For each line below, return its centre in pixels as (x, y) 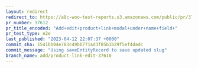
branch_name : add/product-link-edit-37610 (59, 56)
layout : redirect (27, 12)
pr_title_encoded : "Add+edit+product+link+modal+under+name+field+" (92, 28)
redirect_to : (22, 17)
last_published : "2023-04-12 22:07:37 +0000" (62, 39)
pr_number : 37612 (27, 22)
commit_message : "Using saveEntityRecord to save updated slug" (86, 50)
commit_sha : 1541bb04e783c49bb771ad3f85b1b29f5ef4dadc (74, 45)
